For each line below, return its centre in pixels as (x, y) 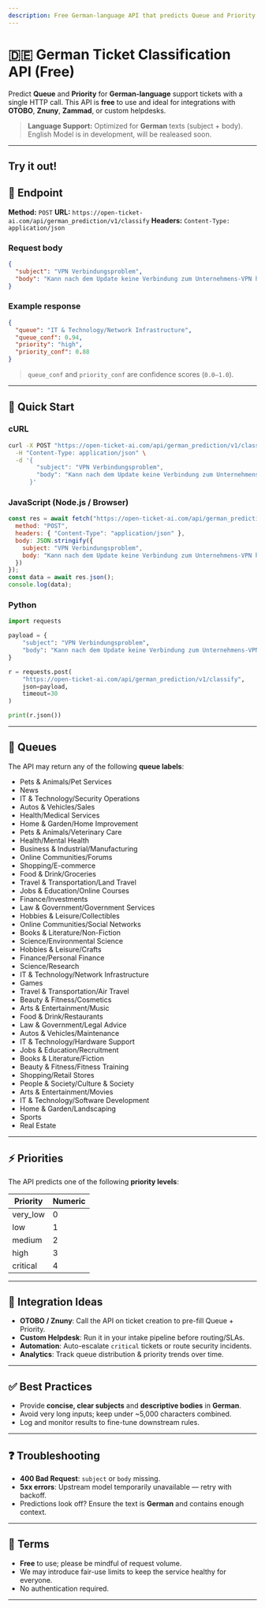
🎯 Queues (32, 748)
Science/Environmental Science (71, 940)
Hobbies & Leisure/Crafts (60, 949)
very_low (29, 1214)
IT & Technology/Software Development (84, 1100)
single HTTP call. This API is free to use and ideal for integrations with (122, 102)
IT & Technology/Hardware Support (77, 1041)
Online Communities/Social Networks (80, 924)
